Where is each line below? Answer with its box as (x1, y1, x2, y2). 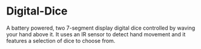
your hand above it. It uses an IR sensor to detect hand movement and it (6, 30, 186, 38)
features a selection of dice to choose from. (6, 37, 116, 44)
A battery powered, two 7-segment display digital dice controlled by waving (6, 24, 196, 31)
